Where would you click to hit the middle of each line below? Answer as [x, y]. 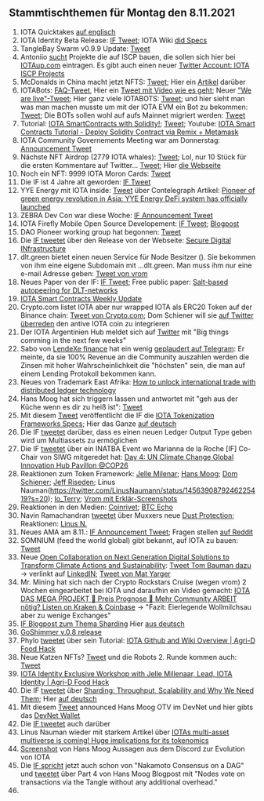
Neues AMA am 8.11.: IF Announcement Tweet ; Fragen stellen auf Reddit [137, 532]
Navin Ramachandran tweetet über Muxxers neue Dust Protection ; [127, 515]
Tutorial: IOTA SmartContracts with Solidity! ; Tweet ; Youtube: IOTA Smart [137, 123]
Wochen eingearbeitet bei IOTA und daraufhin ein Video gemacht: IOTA [135, 590]
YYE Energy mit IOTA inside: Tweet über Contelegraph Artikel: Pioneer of [137, 190]
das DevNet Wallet [50, 715]
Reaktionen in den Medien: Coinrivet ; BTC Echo [97, 507]
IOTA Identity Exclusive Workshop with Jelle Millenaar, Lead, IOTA [126, 673]
